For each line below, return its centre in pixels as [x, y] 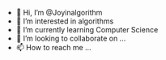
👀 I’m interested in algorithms [65, 21]
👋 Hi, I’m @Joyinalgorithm [59, 13]
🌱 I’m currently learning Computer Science [87, 30]
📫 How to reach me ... [53, 47]
